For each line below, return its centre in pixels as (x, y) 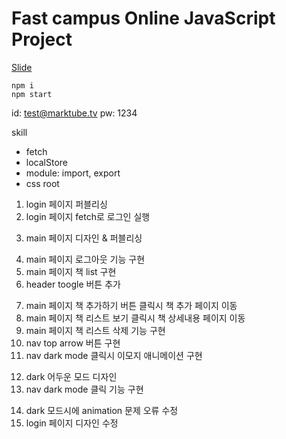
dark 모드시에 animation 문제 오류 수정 (102, 410)
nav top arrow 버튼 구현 (73, 343)
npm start (32, 94)
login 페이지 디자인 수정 (72, 423)
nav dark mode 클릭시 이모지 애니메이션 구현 (114, 355)
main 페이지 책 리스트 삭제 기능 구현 (95, 330)
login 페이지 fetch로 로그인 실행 (88, 216)
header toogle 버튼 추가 (73, 284)
